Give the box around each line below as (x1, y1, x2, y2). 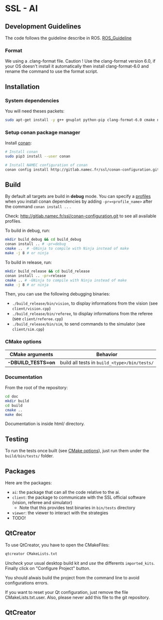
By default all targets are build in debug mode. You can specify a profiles (5, 194, 151, 199)
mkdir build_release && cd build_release (5, 269, 90, 274)
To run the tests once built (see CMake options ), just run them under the (5, 448, 149, 454)
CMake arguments (9, 351, 53, 358)
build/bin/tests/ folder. (5, 453, 54, 459)
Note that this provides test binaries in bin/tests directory (19, 505, 136, 511)
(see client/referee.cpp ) (12, 316, 63, 322)
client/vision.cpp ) (12, 306, 51, 311)
